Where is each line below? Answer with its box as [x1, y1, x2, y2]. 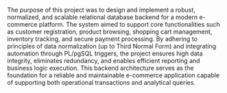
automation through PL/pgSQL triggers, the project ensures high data [7, 49, 204, 57]
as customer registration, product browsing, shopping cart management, [7, 27, 213, 36]
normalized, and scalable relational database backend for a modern [7, 13, 198, 21]
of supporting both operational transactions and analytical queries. [7, 79, 195, 86]
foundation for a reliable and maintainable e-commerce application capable [7, 71, 220, 79]
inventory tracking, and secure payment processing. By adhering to [7, 35, 198, 43]
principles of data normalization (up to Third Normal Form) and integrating [7, 42, 217, 50]
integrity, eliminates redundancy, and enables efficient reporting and [7, 57, 200, 64]
